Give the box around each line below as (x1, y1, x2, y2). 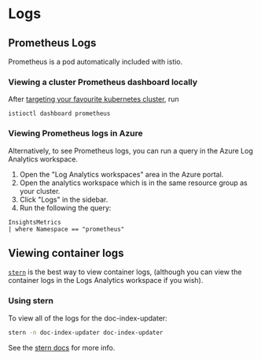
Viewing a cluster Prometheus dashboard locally (8, 76, 198, 87)
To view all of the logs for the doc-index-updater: (8, 313, 167, 323)
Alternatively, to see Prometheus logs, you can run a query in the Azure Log (8, 146, 254, 155)
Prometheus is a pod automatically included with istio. (8, 57, 183, 66)
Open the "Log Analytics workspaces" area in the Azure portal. (19, 169, 224, 179)
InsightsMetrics (8, 218, 61, 226)
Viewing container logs (8, 246, 124, 260)
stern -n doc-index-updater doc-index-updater (8, 328, 164, 336)
